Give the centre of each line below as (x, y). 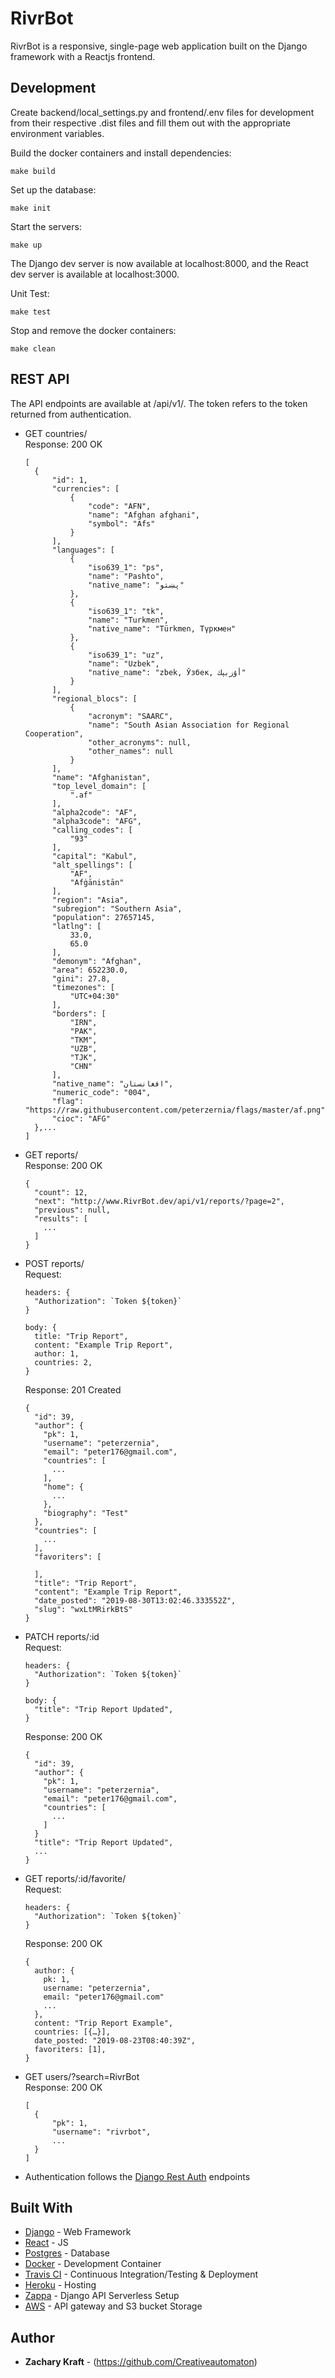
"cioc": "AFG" (81, 1118)
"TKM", (83, 1040)
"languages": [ (83, 550)
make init (31, 208)
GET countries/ (56, 433)
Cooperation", (54, 733)
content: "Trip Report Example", (104, 2023)
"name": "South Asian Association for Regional (189, 725)
